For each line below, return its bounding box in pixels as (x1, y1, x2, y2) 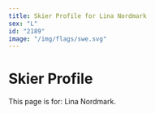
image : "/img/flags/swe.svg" (8, 34, 107, 43)
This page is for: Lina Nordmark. (8, 97, 116, 107)
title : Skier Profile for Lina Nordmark (8, 11, 148, 20)
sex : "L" (8, 20, 38, 28)
